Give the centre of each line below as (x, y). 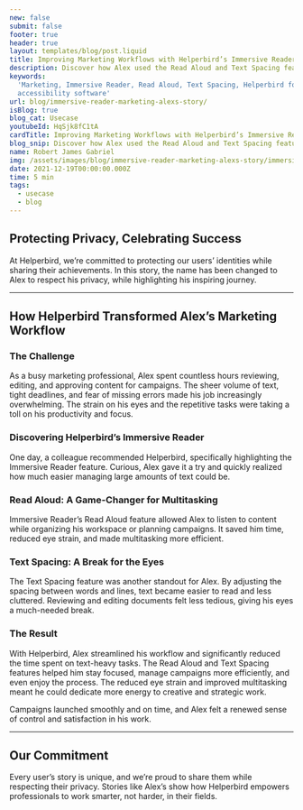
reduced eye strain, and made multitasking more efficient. (116, 538)
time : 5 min (32, 177)
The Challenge (42, 356)
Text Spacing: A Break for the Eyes (87, 562)
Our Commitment (59, 755)
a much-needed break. (52, 611)
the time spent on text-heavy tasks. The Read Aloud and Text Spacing (139, 663)
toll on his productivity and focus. (71, 414)
